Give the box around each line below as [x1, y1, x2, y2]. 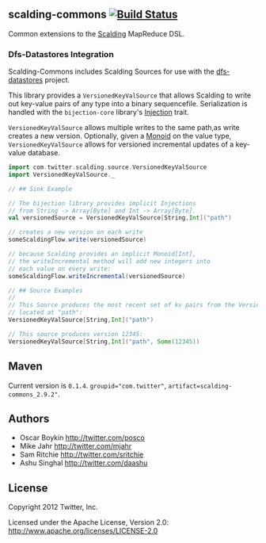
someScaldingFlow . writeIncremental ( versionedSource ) [8, 272, 186, 280]
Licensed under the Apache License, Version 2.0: [8, 518, 169, 527]
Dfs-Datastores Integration [8, 48, 115, 59]
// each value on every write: [8, 265, 112, 273]
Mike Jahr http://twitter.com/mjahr [19, 442, 132, 451]
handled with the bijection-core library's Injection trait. [8, 108, 190, 117]
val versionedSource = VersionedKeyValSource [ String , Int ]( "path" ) [8, 214, 232, 222]
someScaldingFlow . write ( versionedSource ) [8, 235, 147, 244]
